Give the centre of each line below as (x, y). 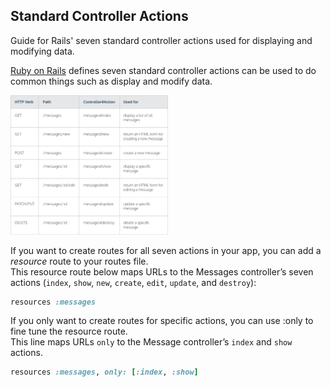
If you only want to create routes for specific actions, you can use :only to (162, 321)
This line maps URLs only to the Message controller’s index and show (151, 342)
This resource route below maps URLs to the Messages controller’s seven (162, 271)
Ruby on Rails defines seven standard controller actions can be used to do (163, 70)
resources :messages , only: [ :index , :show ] (104, 372)
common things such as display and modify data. (111, 81)
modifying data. (42, 51)
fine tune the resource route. (69, 331)
